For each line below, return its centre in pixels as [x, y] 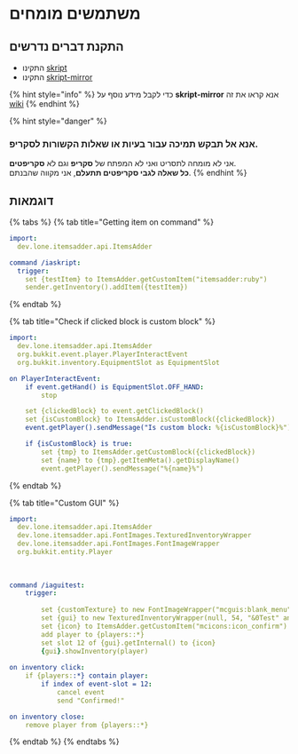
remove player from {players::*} [87, 725]
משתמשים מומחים [75, 14]
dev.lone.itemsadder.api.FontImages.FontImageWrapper [118, 544]
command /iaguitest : [47, 585]
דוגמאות [31, 200]
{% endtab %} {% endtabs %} [64, 742]
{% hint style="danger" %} [59, 121]
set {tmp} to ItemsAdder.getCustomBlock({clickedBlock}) [148, 452]
